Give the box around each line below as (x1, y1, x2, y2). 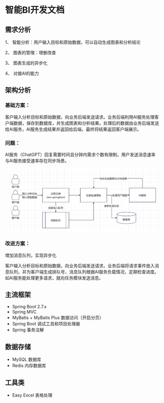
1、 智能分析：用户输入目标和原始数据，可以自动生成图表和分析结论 (5, 40, 141, 45)
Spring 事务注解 (12, 327, 44, 333)
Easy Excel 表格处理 (12, 392, 53, 398)
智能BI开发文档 (5, 4, 65, 16)
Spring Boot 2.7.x (12, 304, 47, 310)
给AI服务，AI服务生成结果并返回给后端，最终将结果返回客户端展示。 (5, 126, 142, 132)
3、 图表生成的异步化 (5, 60, 48, 66)
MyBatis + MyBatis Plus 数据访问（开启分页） (12, 315, 104, 320)
